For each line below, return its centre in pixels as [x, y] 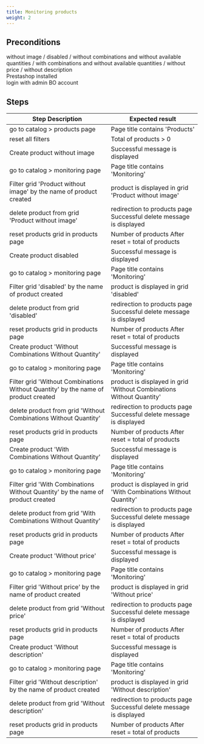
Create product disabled [44, 256]
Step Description [57, 119]
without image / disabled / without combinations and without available [94, 57]
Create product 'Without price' [53, 556]
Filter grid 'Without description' [54, 682]
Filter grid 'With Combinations [52, 484]
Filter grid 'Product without [48, 184]
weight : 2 [19, 18]
